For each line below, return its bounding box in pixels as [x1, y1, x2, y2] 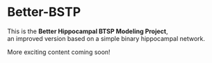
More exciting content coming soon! [7, 48, 111, 56]
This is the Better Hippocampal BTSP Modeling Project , [7, 27, 168, 35]
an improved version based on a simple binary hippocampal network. [7, 34, 206, 42]
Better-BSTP [7, 4, 81, 20]
